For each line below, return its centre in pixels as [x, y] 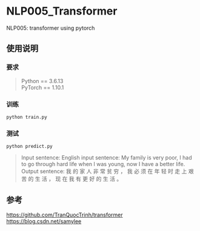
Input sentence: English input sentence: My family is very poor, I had [106, 158]
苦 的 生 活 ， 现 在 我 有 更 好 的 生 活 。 [72, 179]
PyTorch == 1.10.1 [42, 87]
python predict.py [29, 147]
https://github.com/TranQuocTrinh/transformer [65, 215]
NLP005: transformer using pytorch [51, 28]
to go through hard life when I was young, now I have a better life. [103, 164]
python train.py [27, 117]
